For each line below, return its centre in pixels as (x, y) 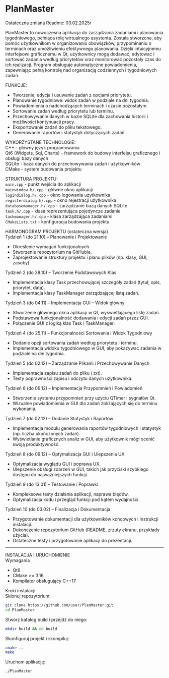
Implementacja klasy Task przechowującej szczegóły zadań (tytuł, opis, (87, 282)
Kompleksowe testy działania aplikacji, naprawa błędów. (71, 494)
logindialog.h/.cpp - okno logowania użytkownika (58, 195)
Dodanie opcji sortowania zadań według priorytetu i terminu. (75, 343)
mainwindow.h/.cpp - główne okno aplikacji (49, 189)
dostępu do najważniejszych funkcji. (50, 474)
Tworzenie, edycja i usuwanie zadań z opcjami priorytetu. (72, 95)
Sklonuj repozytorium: (28, 596)
